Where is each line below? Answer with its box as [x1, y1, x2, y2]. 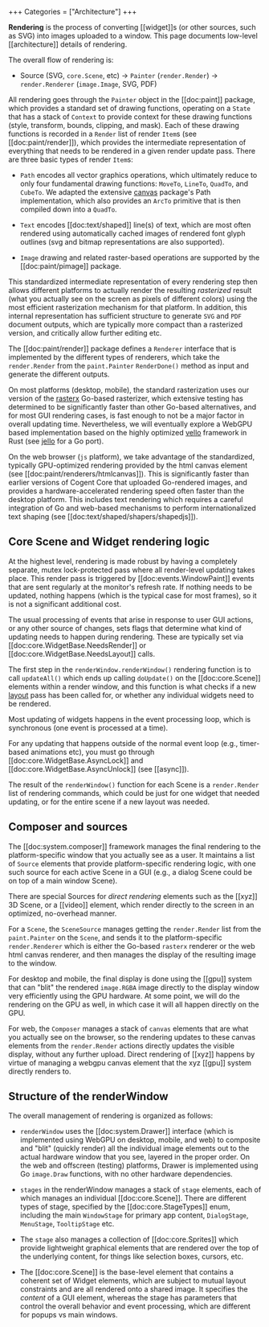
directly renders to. [8, 1066, 71, 1076]
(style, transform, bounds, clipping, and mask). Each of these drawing [8, 121, 239, 130]
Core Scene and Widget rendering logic [8, 535, 210, 549]
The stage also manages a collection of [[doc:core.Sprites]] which [19, 1234, 239, 1244]
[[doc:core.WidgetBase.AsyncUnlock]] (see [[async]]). [8, 764, 190, 773]
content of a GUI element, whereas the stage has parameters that [19, 1293, 237, 1303]
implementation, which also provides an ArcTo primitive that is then [19, 196, 241, 205]
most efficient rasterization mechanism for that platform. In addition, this [8, 303, 247, 312]
